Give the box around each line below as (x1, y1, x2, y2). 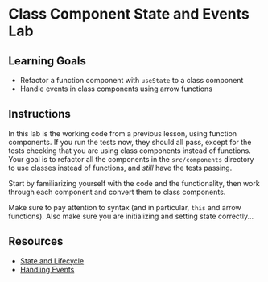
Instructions (8, 107, 71, 121)
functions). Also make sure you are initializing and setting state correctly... (8, 211, 254, 221)
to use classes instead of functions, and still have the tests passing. (8, 163, 233, 172)
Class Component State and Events (8, 5, 249, 23)
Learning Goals (8, 54, 87, 68)
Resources (8, 234, 64, 248)
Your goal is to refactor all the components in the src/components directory (8, 154, 254, 164)
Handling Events (19, 264, 75, 274)
